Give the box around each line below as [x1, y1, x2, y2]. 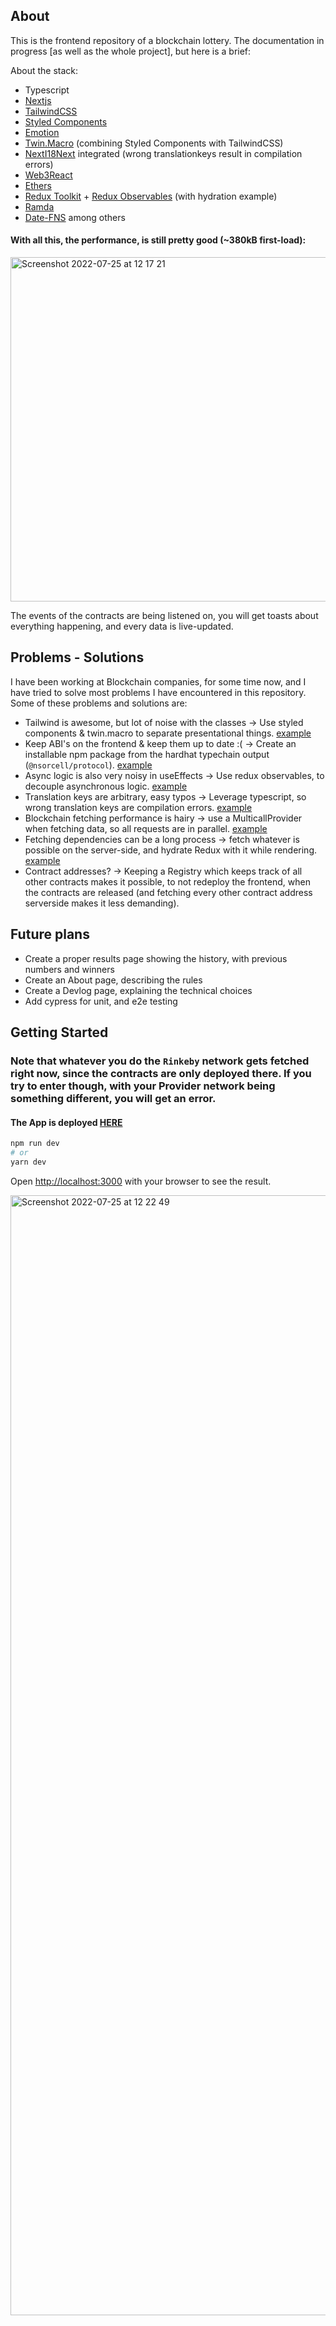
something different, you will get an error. [10, 1091, 217, 1105]
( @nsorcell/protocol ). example [24, 759, 153, 771]
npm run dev [10, 1139, 60, 1149]
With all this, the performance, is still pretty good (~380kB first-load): [10, 234, 307, 246]
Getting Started [10, 1024, 109, 1041]
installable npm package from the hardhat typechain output [24, 748, 270, 760]
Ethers [24, 179, 52, 191]
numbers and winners [24, 963, 115, 975]
